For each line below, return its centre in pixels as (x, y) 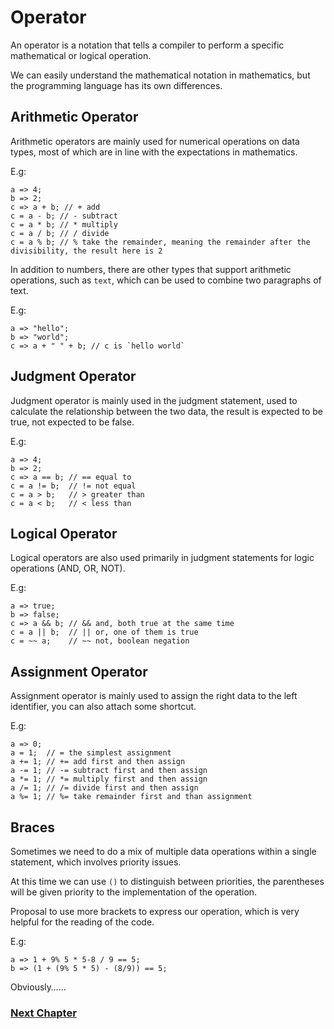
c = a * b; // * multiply (64, 224)
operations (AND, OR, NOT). (68, 568)
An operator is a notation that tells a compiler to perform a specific (147, 45)
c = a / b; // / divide (60, 233)
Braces (32, 827)
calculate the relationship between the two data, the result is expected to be (167, 411)
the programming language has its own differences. (116, 85)
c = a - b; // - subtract (64, 216)
